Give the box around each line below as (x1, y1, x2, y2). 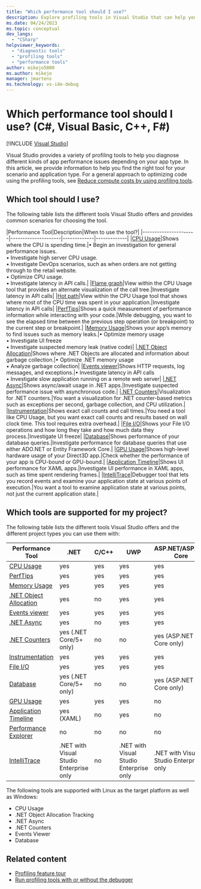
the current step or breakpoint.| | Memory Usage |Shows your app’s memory (6, 324, 192, 331)
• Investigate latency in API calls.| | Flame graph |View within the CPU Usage (6, 279, 193, 287)
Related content (6, 854, 67, 864)
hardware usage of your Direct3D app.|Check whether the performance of (6, 452, 190, 459)
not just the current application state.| (6, 490, 99, 497)
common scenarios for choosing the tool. (6, 217, 108, 224)
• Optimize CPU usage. (6, 273, 64, 280)
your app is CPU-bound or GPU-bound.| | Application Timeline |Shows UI (6, 458, 184, 466)
